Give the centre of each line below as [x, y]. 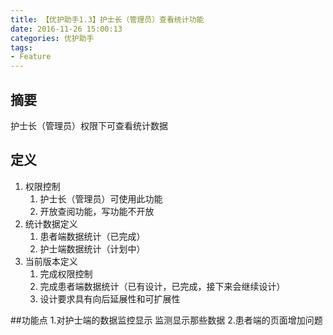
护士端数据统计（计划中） [92, 248]
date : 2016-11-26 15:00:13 [66, 29]
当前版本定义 [51, 261]
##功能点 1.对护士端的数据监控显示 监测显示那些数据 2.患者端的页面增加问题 [166, 320]
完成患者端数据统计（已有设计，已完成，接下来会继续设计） [162, 286]
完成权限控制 [66, 273]
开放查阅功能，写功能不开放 [97, 211]
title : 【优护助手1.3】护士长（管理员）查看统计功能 [107, 19]
